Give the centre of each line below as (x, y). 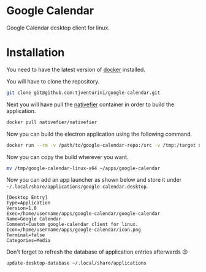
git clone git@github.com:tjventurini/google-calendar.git (83, 93)
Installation (36, 52)
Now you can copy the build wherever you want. (67, 157)
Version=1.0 (21, 208)
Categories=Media (29, 241)
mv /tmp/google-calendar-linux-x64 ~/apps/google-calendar (83, 168)
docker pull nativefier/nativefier (52, 122)
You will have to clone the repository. (53, 81)
